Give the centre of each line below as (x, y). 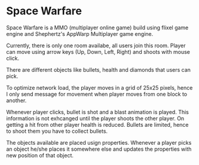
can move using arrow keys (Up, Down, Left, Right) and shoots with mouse (98, 51)
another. (16, 100)
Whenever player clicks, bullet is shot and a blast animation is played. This (98, 112)
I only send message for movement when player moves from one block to (97, 94)
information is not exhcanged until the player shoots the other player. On (95, 118)
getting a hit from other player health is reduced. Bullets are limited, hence (98, 124)
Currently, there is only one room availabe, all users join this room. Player (96, 45)
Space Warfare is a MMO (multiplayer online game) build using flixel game (97, 27)
